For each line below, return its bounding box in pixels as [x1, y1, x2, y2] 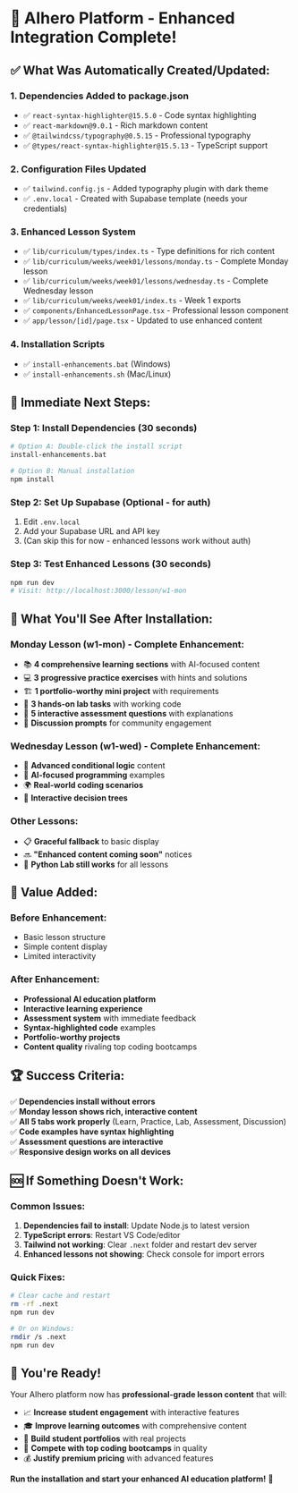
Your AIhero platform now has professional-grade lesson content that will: [10, 1389, 287, 1400]
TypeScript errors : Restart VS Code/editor [22, 1230, 181, 1241]
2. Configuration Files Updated [10, 163, 147, 175]
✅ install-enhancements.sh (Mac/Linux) [22, 369, 172, 379]
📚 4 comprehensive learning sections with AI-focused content [22, 658, 260, 669]
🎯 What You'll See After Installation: [10, 611, 213, 626]
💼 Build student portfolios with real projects [22, 1433, 187, 1444]
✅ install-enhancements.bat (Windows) [22, 358, 171, 369]
